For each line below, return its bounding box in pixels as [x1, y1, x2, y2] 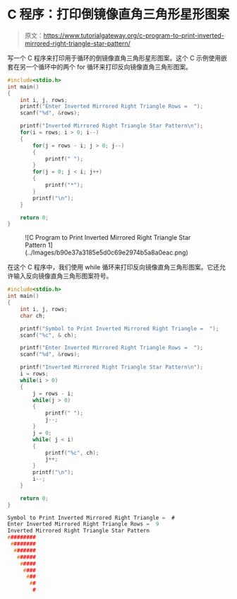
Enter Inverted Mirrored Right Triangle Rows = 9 [7, 521, 159, 528]
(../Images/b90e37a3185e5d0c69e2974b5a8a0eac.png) [25, 248, 188, 257]
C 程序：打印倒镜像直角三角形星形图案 [7, 6, 230, 23]
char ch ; [20, 312, 46, 319]
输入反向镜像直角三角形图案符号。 [13, 272, 113, 280]
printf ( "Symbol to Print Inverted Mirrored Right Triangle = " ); [20, 325, 219, 332]
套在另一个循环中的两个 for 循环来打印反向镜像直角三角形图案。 [7, 62, 193, 71]
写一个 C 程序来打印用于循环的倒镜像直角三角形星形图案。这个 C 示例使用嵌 [7, 54, 228, 62]
